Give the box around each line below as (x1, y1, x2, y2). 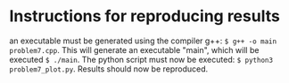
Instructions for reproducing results (9, 6, 281, 26)
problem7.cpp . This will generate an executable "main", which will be (9, 44, 260, 55)
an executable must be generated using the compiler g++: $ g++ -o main (9, 35, 277, 46)
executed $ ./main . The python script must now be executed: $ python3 (9, 54, 274, 64)
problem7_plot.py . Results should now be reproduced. (9, 64, 209, 74)
